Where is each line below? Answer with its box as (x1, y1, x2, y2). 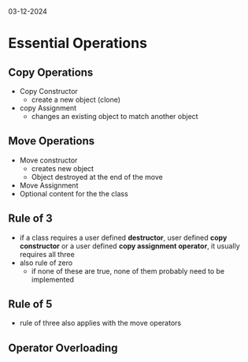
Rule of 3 (8, 212, 53, 226)
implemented (31, 274, 75, 284)
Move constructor (19, 155, 78, 165)
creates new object (31, 163, 94, 173)
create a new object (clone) (31, 95, 120, 104)
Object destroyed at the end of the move (31, 172, 163, 181)
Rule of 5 (8, 297, 53, 311)
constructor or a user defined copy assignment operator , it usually (19, 241, 240, 251)
